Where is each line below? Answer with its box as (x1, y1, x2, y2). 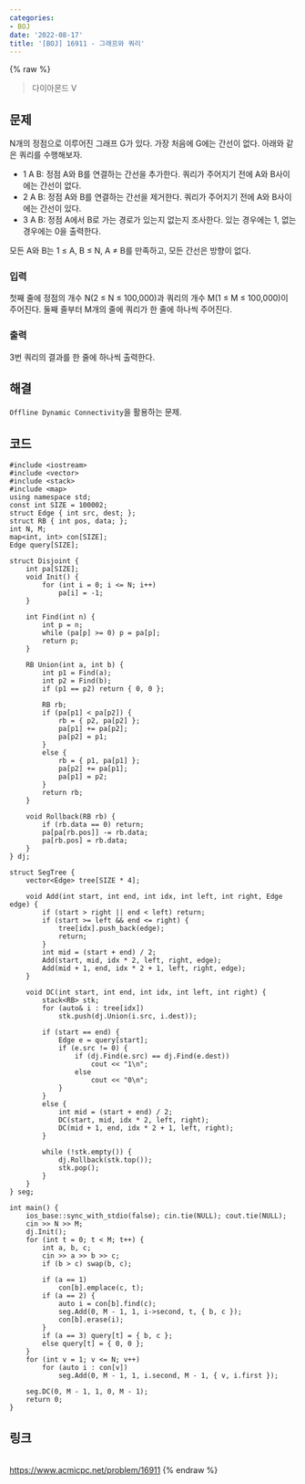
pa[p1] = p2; (57, 772, 107, 781)
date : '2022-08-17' (9, 30, 84, 39)
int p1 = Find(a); (42, 668, 112, 678)
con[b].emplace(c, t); (57, 1283, 145, 1292)
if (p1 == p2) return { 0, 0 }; (42, 685, 166, 694)
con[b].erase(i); (57, 1315, 125, 1324)
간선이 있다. (39, 203, 82, 214)
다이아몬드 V (31, 83, 77, 94)
